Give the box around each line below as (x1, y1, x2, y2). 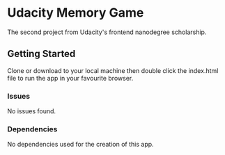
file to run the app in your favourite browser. (7, 74, 134, 82)
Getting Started (7, 48, 76, 60)
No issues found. (7, 107, 56, 115)
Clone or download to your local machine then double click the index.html (7, 66, 219, 74)
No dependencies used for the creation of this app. (7, 140, 155, 149)
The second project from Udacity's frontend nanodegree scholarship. (7, 28, 207, 36)
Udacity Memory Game (7, 5, 144, 21)
